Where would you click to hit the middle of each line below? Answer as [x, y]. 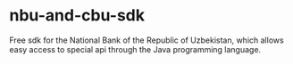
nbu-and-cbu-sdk [77, 16]
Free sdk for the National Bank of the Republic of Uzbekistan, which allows [146, 40]
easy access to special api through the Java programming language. [135, 49]
